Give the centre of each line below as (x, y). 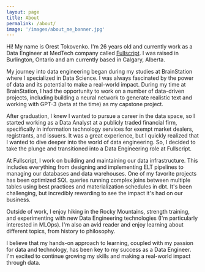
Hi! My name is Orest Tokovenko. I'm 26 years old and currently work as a (99, 47)
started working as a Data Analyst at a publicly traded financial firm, (92, 123)
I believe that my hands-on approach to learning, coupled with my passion (100, 243)
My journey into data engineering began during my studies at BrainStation (99, 72)
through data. (24, 263)
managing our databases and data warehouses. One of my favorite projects (102, 174)
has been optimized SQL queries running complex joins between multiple (99, 180)
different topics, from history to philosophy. (61, 231)
